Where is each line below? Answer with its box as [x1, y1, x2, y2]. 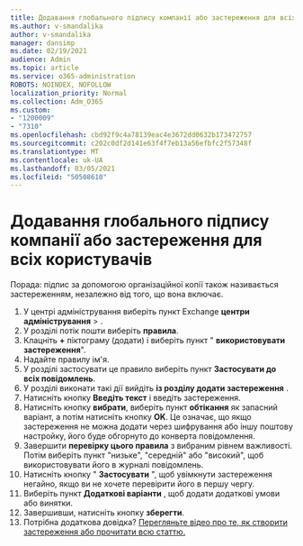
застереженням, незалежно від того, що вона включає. [10, 289, 224, 300]
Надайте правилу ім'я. [22, 354, 110, 365]
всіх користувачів [10, 250, 153, 270]
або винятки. [22, 497, 74, 509]
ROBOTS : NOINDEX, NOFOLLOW [10, 80, 111, 89]
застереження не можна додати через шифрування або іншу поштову [22, 421, 293, 432]
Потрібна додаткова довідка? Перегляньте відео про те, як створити [22, 517, 289, 528]
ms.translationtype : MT [10, 147, 100, 156]
